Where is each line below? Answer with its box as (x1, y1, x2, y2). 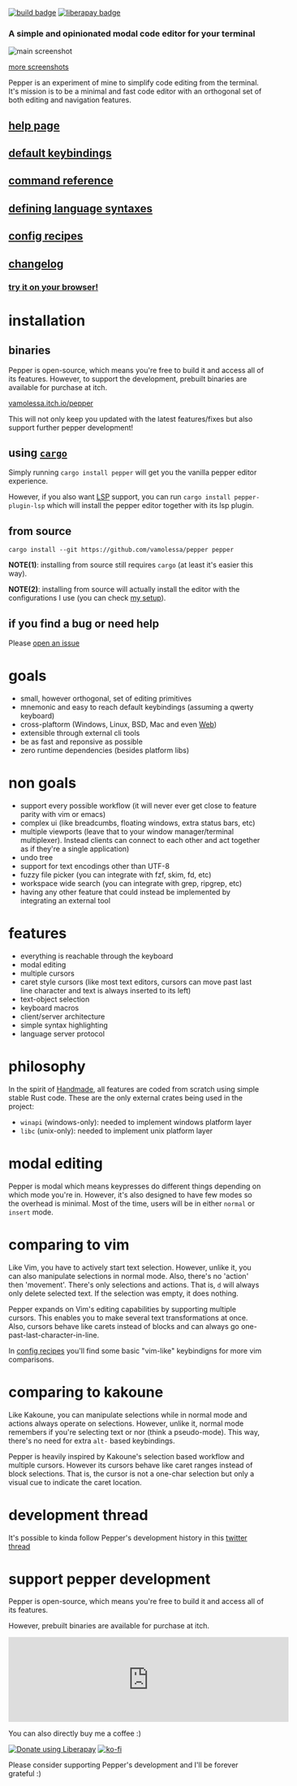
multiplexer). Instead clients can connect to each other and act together (19, 835, 260, 845)
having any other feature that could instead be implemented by (19, 887, 231, 897)
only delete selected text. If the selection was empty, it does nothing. (8, 1288, 239, 1298)
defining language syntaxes (8, 202, 153, 215)
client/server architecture (19, 1011, 105, 1021)
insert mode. (8, 1207, 54, 1217)
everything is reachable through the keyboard (19, 951, 174, 961)
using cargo (8, 445, 67, 459)
